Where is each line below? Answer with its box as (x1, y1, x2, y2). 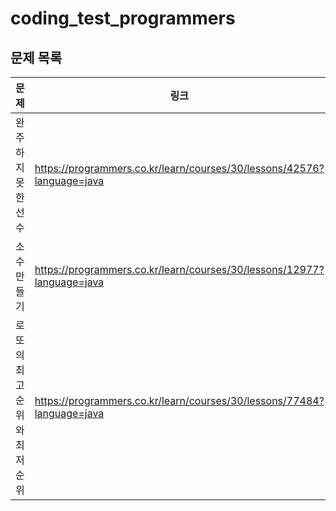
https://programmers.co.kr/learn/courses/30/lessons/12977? (34, 263, 325, 276)
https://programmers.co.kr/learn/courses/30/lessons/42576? (34, 162, 325, 175)
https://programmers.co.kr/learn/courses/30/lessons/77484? (34, 394, 325, 407)
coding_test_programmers (10, 7, 236, 30)
